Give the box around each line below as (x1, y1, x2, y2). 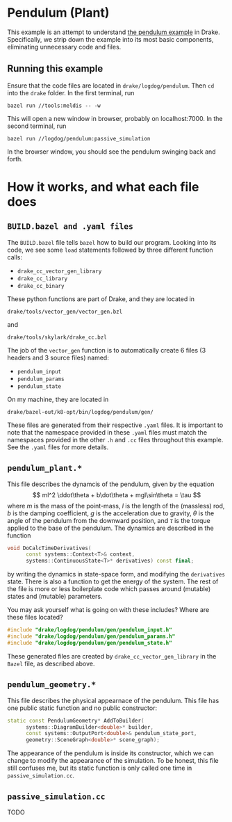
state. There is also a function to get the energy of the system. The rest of (7, 577, 219, 586)
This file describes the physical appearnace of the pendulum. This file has (7, 696, 219, 704)
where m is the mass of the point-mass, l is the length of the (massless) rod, (7, 501, 225, 510)
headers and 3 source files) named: (7, 353, 109, 362)
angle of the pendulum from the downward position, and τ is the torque (7, 516, 210, 524)
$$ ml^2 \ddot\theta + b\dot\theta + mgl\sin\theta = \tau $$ (32, 490, 201, 499)
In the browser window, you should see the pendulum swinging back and (7, 147, 217, 156)
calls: (7, 252, 23, 261)
